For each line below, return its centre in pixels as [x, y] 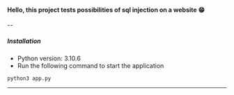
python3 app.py [29, 79]
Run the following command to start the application [91, 66]
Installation [24, 41]
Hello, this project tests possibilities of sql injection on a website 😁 [106, 10]
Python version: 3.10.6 [49, 58]
